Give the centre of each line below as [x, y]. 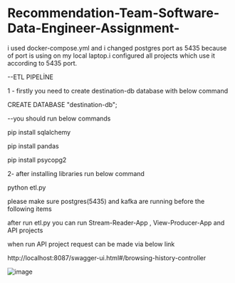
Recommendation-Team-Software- [114, 13]
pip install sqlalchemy [39, 132]
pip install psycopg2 [37, 160]
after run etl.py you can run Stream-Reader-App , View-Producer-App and [116, 222]
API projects [25, 230]
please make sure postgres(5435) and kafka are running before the [106, 201]
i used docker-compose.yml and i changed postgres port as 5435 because [117, 48]
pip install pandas [33, 146]
